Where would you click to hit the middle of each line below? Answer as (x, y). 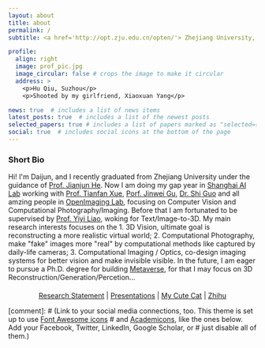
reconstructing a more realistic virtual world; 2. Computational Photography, (131, 236)
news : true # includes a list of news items (84, 110)
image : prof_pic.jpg (49, 67)
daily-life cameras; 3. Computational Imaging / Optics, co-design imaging (127, 253)
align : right (37, 59)
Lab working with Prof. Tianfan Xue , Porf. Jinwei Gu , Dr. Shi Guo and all (124, 193)
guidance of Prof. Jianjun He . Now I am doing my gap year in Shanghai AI (127, 185)
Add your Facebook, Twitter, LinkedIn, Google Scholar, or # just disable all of (132, 327)
